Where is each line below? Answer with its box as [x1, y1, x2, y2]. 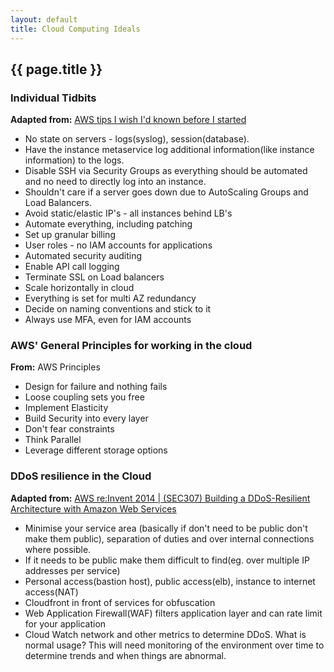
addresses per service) [24, 564, 121, 576]
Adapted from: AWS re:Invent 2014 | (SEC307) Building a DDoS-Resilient [10, 492, 311, 504]
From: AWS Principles [10, 361, 101, 373]
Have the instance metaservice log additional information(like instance [24, 144, 315, 156]
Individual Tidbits [10, 91, 97, 105]
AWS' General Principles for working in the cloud [10, 339, 253, 353]
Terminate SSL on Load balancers [24, 271, 165, 283]
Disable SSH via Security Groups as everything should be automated [24, 165, 308, 177]
